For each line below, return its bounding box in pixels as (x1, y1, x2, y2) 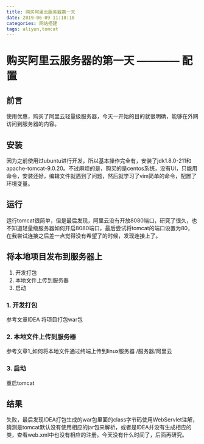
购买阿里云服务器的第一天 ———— (6, 54, 180, 68)
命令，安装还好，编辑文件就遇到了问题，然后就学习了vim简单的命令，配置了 (6, 172, 197, 180)
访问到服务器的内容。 (6, 120, 60, 128)
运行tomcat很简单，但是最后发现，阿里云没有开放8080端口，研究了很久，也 (6, 217, 197, 224)
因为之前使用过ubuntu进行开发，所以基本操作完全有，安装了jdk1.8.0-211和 (6, 157, 192, 164)
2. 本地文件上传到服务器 (6, 333, 76, 341)
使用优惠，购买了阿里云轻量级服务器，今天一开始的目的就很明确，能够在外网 (6, 113, 199, 120)
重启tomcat (6, 379, 35, 387)
